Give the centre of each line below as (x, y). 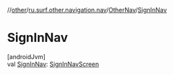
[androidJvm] (27, 56)
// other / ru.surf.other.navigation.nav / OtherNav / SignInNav (87, 10)
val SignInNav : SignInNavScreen (53, 64)
